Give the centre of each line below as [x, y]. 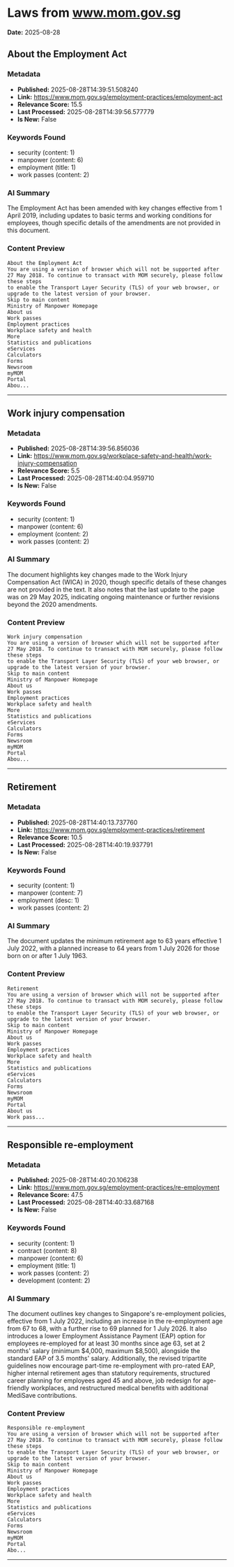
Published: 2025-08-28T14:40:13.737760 [77, 822]
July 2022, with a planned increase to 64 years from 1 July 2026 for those [114, 948]
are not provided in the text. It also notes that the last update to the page [111, 589]
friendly [18, 1388]
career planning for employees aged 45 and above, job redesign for [104, 1380]
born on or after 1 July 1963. [47, 956]
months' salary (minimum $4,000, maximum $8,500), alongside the [104, 1350]
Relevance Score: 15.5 [50, 104]
